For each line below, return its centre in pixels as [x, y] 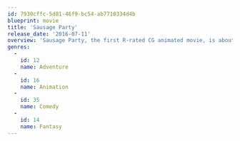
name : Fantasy [41, 126]
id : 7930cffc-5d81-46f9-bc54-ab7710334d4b [71, 14]
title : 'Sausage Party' [43, 27]
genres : [19, 47]
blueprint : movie [33, 21]
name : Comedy [40, 107]
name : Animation [45, 87]
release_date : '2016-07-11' [49, 34]
